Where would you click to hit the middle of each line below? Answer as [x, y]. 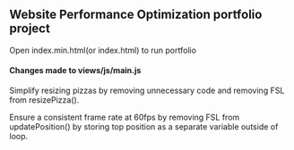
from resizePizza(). [44, 100]
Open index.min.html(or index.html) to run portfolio [103, 50]
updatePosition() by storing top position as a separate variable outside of [144, 127]
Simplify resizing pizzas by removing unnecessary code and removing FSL [147, 91]
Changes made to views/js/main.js [75, 71]
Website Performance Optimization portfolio [136, 15]
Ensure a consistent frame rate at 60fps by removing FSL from [125, 117]
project [30, 29]
